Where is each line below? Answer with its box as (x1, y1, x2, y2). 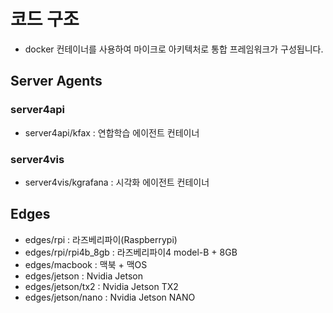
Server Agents (10, 73, 103, 90)
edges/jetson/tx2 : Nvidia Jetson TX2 (24, 280, 179, 292)
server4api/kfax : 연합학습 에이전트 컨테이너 (24, 126, 200, 139)
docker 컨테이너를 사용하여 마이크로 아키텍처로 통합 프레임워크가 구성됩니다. (24, 43, 324, 55)
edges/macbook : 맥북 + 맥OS (24, 258, 148, 270)
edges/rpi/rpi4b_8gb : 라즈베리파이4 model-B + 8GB (24, 246, 238, 258)
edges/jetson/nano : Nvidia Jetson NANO (24, 291, 196, 303)
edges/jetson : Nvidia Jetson (24, 270, 143, 282)
